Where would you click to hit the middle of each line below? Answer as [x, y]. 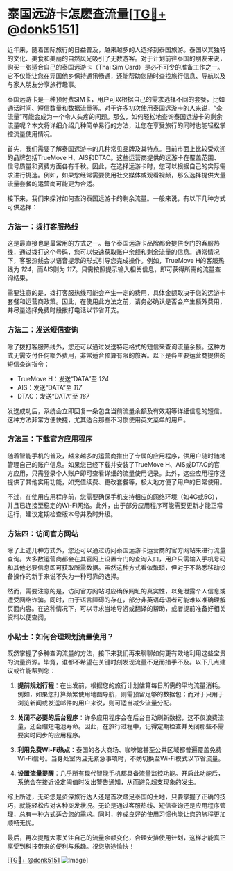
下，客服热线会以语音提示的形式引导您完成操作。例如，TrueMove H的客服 [113, 261]
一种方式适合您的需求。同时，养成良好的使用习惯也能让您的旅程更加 [128, 814]
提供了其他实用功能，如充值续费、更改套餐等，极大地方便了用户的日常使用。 [116, 481]
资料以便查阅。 [28, 617]
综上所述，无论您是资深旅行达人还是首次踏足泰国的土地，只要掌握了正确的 [113, 797]
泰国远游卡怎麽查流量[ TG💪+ [87, 14]
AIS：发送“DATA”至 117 [49, 387]
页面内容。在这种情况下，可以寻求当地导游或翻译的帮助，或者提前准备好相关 [116, 609]
